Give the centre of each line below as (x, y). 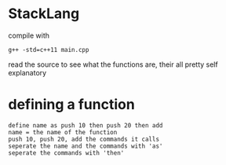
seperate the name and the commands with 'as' (86, 146)
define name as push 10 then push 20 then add (86, 125)
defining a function (71, 105)
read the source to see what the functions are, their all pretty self (113, 64)
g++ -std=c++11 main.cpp (49, 49)
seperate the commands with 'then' (66, 153)
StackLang (44, 14)
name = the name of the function (63, 132)
